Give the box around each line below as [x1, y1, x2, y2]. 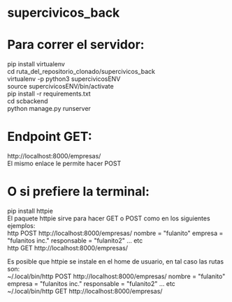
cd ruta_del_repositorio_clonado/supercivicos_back [7, 68, 156, 76]
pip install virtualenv [7, 60, 65, 68]
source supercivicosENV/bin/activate [7, 82, 114, 91]
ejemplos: [7, 222, 36, 229]
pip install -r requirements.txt [7, 89, 91, 98]
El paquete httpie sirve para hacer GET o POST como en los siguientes [7, 214, 211, 222]
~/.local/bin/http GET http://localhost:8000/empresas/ [7, 287, 163, 295]
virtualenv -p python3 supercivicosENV [7, 75, 121, 83]
